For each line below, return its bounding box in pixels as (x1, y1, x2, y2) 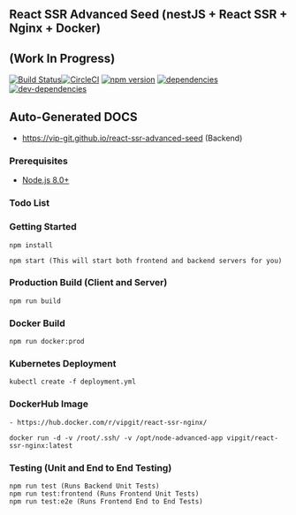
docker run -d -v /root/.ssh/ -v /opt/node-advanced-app (9, 433, 224, 443)
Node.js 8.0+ (21, 175, 70, 186)
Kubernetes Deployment (9, 358, 117, 370)
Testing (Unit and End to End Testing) (9, 461, 172, 473)
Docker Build (9, 317, 66, 329)
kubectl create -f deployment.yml (9, 377, 137, 387)
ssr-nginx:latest (9, 441, 73, 450)
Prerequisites (9, 155, 68, 167)
